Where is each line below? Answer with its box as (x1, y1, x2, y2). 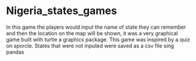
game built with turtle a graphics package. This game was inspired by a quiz (6, 36, 191, 43)
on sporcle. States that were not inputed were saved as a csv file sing (6, 42, 174, 49)
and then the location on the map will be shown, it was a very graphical (6, 29, 178, 36)
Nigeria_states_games (6, 4, 117, 18)
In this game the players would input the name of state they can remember (6, 23, 187, 30)
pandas (6, 48, 25, 55)
